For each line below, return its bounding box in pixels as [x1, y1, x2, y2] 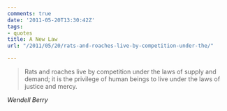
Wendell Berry [7, 96, 48, 104]
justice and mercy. [24, 83, 78, 90]
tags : [7, 23, 23, 30]
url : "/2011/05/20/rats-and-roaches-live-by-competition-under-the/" [7, 42, 214, 49]
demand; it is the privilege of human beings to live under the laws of [24, 75, 221, 83]
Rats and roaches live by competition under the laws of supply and [24, 67, 217, 76]
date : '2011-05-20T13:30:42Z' [7, 17, 96, 24]
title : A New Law [7, 36, 58, 43]
